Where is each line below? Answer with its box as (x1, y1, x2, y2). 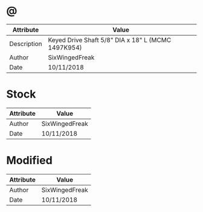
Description (9, 39, 42, 48)
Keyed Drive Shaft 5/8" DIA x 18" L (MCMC (48, 36, 172, 44)
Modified (6, 154, 53, 167)
